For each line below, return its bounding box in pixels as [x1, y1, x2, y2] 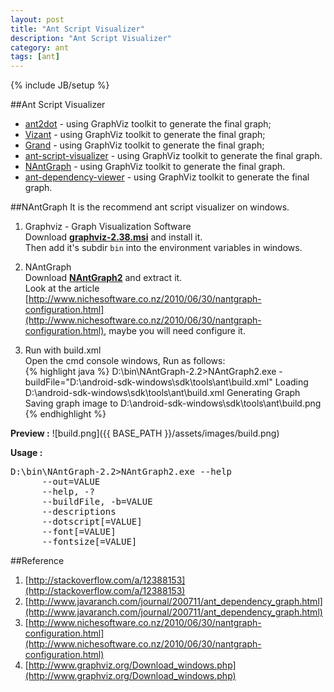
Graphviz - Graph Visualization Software [24, 221, 192, 233]
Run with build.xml [24, 344, 102, 356]
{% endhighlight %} [24, 408, 107, 420]
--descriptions [41, 506, 117, 518]
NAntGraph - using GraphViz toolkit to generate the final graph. [24, 161, 286, 173]
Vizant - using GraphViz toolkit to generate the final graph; [24, 129, 266, 141]
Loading [274, 376, 309, 388]
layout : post [10, 14, 65, 25]
